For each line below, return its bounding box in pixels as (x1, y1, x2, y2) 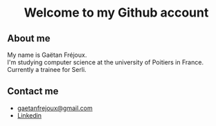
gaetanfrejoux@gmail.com (17, 104, 93, 112)
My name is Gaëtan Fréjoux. (7, 51, 87, 59)
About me (7, 33, 51, 44)
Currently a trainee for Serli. (7, 66, 87, 73)
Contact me (7, 85, 59, 98)
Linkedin (17, 111, 42, 119)
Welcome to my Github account (24, 5, 209, 21)
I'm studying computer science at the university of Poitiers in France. (7, 58, 204, 66)
